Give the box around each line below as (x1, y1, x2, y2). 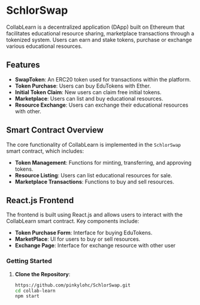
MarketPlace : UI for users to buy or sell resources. (14, 235, 141, 243)
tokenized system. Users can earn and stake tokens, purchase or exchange (6, 36, 192, 43)
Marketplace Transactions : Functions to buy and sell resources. (14, 178, 175, 185)
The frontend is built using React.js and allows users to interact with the (6, 211, 183, 219)
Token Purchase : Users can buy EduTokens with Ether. (14, 82, 151, 89)
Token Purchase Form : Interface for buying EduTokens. (14, 229, 153, 237)
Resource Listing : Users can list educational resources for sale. (14, 171, 172, 179)
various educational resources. (6, 43, 83, 50)
